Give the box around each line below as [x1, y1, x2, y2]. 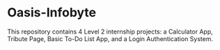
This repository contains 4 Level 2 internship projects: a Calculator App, [7, 27, 214, 36]
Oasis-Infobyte [7, 5, 97, 21]
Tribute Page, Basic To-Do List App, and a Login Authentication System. [7, 34, 214, 42]
